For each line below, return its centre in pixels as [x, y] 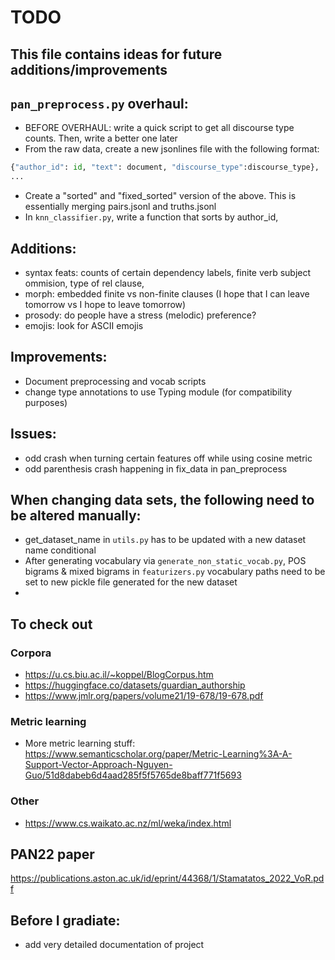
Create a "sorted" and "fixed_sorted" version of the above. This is [160, 196]
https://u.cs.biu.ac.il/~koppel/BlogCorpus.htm [119, 675]
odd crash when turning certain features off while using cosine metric [168, 458]
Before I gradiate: [65, 920]
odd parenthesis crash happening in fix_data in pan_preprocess [156, 468]
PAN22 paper [52, 854]
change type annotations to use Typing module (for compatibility [158, 392]
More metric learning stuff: [80, 743]
